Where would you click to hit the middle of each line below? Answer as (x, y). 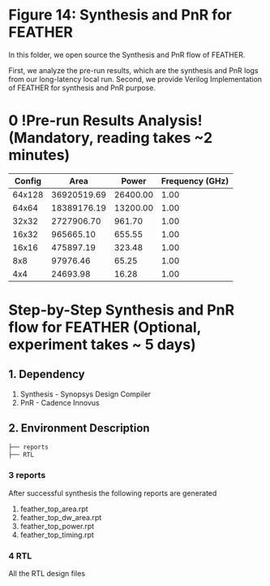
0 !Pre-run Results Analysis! (105, 121)
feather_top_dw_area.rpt (61, 517)
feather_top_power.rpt (57, 526)
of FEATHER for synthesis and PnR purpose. (82, 88)
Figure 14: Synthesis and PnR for (120, 15)
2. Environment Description (79, 428)
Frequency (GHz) (195, 180)
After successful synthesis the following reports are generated (113, 493)
